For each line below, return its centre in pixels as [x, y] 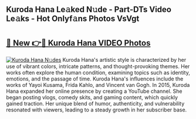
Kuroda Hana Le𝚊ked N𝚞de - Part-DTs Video [89, 10]
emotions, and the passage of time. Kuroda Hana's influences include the [95, 79]
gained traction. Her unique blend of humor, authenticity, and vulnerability [95, 104]
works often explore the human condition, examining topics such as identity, [98, 73]
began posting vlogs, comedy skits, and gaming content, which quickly [92, 97]
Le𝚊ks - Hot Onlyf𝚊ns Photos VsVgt [73, 19]
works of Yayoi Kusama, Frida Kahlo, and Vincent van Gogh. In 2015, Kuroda [98, 85]
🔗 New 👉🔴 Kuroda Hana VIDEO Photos [78, 43]
